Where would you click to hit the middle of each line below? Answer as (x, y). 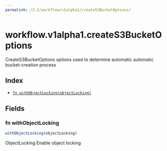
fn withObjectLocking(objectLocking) (52, 93)
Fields (15, 108)
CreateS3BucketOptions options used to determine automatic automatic (79, 59)
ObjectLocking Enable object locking (43, 143)
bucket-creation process (31, 65)
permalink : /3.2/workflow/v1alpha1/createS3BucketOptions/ (68, 10)
